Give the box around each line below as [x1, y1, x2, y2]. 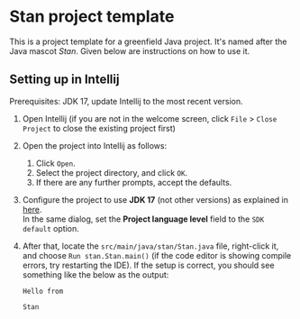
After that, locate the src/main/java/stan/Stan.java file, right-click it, [22, 241, 279, 251]
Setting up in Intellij [9, 72, 120, 87]
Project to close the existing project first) [22, 123, 176, 133]
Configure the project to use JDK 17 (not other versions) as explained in [22, 194, 288, 205]
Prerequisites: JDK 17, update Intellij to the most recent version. [9, 96, 243, 106]
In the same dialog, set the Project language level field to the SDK [22, 214, 265, 224]
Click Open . [35, 158, 76, 169]
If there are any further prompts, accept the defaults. [35, 177, 232, 187]
